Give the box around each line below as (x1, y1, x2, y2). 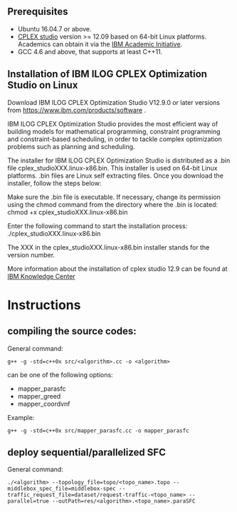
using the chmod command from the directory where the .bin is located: (7, 200, 218, 209)
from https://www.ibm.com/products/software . (7, 106, 147, 114)
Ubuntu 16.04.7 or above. (17, 24, 92, 33)
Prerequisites (7, 6, 68, 18)
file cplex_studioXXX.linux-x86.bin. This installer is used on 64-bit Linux (7, 163, 218, 172)
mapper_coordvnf (17, 399, 70, 408)
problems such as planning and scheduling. (7, 142, 135, 150)
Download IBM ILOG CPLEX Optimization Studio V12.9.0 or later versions (7, 98, 221, 106)
